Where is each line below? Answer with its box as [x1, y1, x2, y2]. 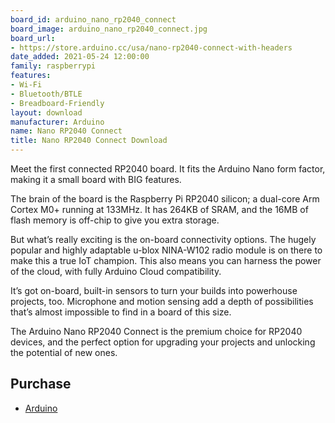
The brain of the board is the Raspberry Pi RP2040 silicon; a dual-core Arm [10, 193, 320, 205]
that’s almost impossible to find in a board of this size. [10, 306, 232, 318]
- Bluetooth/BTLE [10, 89, 83, 99]
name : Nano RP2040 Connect [10, 126, 123, 136]
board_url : [10, 33, 56, 43]
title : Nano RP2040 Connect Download [10, 136, 168, 146]
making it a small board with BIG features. [10, 174, 182, 185]
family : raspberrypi [10, 61, 97, 71]
